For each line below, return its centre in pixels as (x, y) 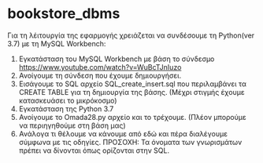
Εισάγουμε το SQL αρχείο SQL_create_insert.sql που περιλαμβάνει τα (133, 84)
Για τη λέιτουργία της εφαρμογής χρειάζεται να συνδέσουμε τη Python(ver (131, 35)
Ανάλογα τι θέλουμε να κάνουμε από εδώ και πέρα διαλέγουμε (123, 133)
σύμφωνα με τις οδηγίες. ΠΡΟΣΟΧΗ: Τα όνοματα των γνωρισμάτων (130, 142)
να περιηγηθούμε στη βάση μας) (72, 125)
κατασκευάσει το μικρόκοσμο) (68, 100)
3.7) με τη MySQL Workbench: (57, 43)
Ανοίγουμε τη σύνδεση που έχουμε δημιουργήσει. (100, 75)
